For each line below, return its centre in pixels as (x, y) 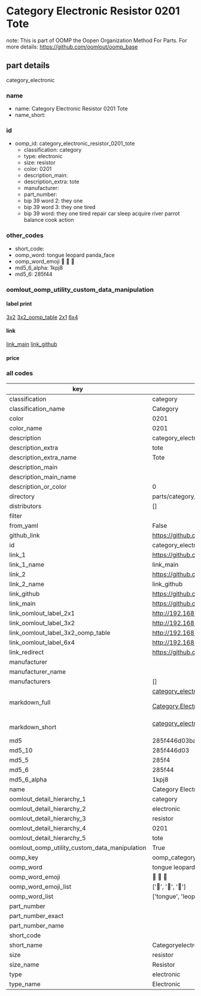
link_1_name (27, 565)
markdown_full (30, 702)
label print (19, 304)
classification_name (37, 409)
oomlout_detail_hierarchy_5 (48, 838)
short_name (26, 945)
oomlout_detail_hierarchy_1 (48, 799)
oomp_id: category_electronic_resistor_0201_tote (75, 144)
